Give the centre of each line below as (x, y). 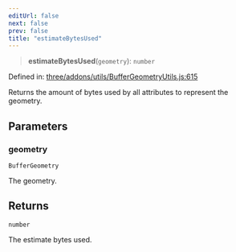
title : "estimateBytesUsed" (55, 38)
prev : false (28, 31)
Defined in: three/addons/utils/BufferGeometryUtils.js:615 (103, 76)
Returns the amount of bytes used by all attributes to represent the (118, 93)
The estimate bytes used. (50, 239)
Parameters (38, 126)
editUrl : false (34, 16)
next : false (28, 23)
